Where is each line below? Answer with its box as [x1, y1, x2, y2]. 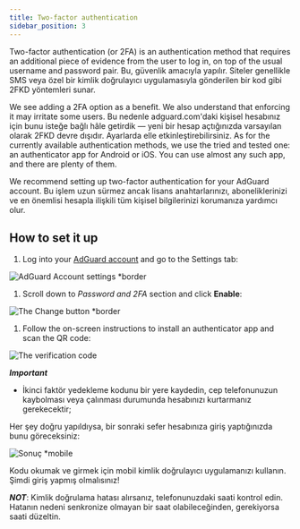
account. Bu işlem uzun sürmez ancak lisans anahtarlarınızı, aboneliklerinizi [9, 185, 288, 196]
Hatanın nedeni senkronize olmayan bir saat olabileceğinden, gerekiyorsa [9, 502, 280, 513]
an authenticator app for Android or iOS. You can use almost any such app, [9, 149, 286, 159]
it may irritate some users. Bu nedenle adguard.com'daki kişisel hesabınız [9, 111, 280, 122]
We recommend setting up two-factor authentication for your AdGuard [9, 175, 270, 186]
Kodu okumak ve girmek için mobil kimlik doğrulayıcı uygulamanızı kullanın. [9, 465, 287, 476]
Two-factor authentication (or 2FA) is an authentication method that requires [9, 46, 291, 56]
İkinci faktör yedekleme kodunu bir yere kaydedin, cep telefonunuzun [21, 385, 279, 396]
